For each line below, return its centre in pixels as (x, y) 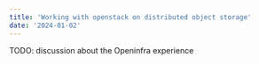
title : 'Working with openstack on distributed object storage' (130, 17)
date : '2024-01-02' (45, 25)
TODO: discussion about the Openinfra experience (102, 50)
